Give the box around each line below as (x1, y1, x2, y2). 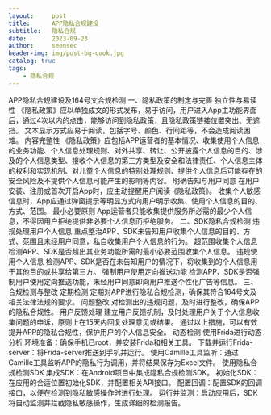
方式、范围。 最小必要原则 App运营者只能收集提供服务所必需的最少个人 (8, 206, 245, 216)
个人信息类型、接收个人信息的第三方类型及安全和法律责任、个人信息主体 (22, 155, 263, 166)
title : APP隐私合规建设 (8, 19, 99, 27)
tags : (8, 65, 27, 73)
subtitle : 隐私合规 (8, 27, 77, 35)
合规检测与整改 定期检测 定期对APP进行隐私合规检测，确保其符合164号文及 (8, 287, 257, 296)
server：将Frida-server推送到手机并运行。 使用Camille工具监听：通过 (8, 347, 240, 357)
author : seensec (8, 42, 78, 50)
